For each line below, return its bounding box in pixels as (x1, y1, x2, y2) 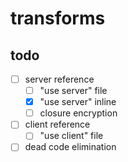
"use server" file (39, 85, 108, 97)
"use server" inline (39, 96, 117, 108)
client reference (24, 118, 91, 131)
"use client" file (39, 130, 104, 142)
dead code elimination (24, 141, 117, 153)
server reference (24, 73, 95, 85)
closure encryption (39, 107, 118, 119)
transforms (10, 7, 106, 30)
